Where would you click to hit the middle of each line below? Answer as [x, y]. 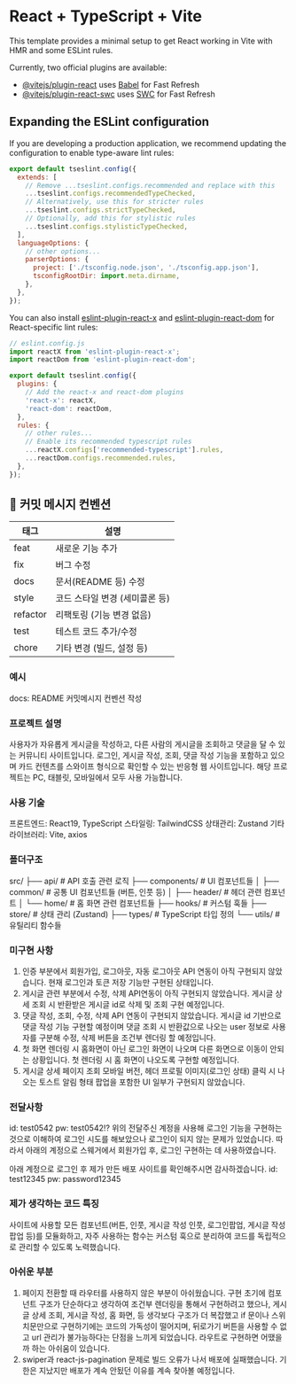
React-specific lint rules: [54, 327]
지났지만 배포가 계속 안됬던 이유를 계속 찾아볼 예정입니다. [137, 1370]
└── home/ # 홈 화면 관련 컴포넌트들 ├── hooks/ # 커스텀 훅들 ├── [146, 903]
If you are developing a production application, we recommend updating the [148, 143]
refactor [30, 615]
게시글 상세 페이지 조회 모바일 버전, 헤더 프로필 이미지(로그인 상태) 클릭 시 [149, 1070]
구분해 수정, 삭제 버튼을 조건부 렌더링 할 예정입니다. [127, 1038]
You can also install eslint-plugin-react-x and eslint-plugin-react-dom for [142, 317]
